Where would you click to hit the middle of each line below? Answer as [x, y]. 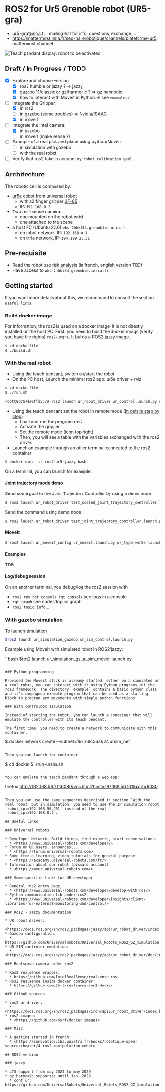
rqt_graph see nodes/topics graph [47, 602]
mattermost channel [32, 43]
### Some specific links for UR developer [49, 878]
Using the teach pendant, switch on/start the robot [63, 374]
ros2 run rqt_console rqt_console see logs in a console [69, 597]
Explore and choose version [41, 80]
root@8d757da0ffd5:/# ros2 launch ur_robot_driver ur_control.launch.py [81, 402]
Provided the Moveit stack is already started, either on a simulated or [82, 681]
